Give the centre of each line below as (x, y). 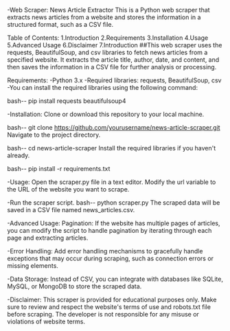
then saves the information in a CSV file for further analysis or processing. (112, 67)
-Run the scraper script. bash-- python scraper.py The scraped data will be (114, 203)
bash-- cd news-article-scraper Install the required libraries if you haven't (112, 148)
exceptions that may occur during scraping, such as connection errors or (111, 258)
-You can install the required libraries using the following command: (102, 88)
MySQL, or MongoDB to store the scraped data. (74, 286)
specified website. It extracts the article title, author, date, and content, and (113, 60)
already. (19, 155)
